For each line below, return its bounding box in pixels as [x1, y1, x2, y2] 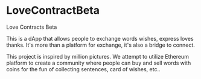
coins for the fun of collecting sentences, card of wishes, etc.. [6, 65, 161, 72]
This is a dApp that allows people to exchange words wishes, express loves [6, 35, 194, 42]
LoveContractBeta [6, 4, 100, 17]
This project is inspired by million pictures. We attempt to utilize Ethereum [6, 53, 189, 60]
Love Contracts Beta [6, 23, 57, 31]
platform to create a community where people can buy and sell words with [6, 59, 191, 66]
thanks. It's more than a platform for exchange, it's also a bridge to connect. [6, 41, 195, 48]
